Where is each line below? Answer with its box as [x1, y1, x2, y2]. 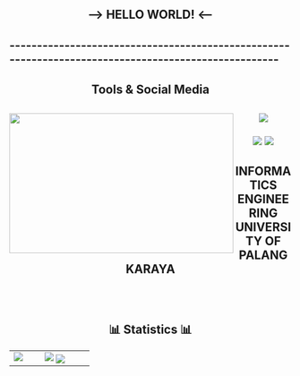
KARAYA [125, 261, 176, 277]
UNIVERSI [235, 219, 292, 235]
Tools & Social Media [90, 82, 210, 98]
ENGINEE [236, 192, 289, 207]
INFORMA [235, 163, 292, 178]
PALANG [238, 247, 288, 262]
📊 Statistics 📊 [108, 321, 193, 337]
